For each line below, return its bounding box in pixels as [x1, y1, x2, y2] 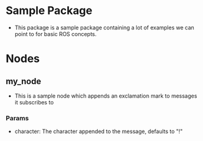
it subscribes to [14, 98, 54, 106]
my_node [6, 76, 42, 86]
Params [6, 114, 29, 122]
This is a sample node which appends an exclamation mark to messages [14, 92, 197, 99]
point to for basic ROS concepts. [14, 30, 97, 37]
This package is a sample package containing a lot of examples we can [14, 24, 194, 31]
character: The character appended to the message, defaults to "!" [14, 128, 183, 135]
